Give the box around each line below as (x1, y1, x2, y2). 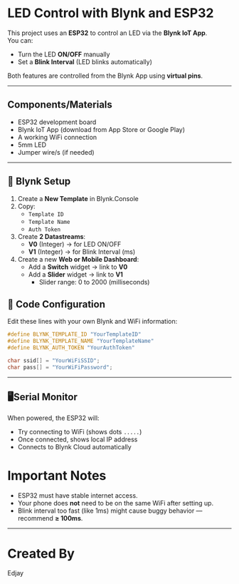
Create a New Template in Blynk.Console (17, 194, 139, 203)
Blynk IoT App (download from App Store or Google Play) (17, 125, 186, 133)
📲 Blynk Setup (7, 175, 71, 188)
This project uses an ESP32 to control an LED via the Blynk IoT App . (7, 29, 208, 37)
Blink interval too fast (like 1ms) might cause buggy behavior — (17, 506, 203, 515)
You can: (7, 36, 33, 44)
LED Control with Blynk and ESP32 (7, 5, 214, 21)
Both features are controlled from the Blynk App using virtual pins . (7, 71, 203, 80)
